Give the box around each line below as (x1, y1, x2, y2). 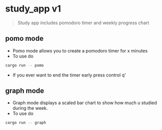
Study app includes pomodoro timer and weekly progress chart (17, 20, 149, 26)
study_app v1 (5, 3, 62, 15)
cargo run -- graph (5, 120, 46, 125)
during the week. (12, 105, 48, 111)
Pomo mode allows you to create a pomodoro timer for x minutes (12, 47, 148, 53)
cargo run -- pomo (5, 62, 44, 68)
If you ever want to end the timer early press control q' (12, 72, 126, 78)
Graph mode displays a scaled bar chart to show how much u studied (12, 100, 157, 106)
